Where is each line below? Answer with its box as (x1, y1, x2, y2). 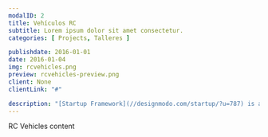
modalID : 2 (8, 11, 45, 20)
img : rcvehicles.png (8, 63, 77, 72)
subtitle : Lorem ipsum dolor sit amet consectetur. (8, 26, 183, 34)
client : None (8, 77, 52, 86)
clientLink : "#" (8, 85, 62, 93)
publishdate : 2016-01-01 (8, 49, 91, 57)
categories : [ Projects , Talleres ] (8, 33, 130, 42)
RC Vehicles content (8, 121, 75, 131)
